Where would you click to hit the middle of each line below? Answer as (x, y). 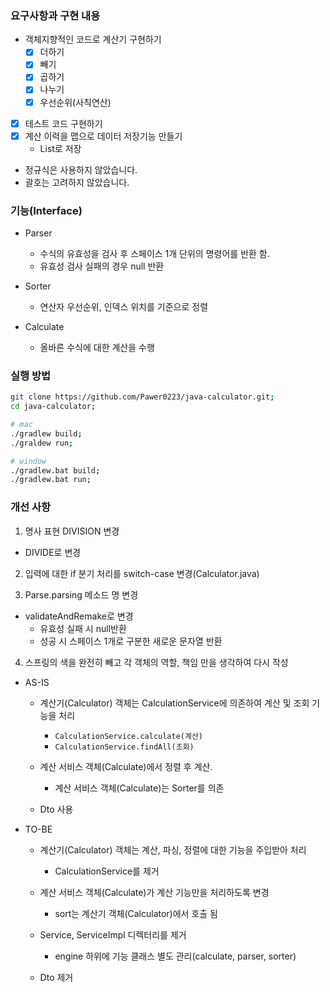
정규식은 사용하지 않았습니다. (81, 169)
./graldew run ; (42, 443)
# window (28, 461)
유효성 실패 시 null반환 (83, 628)
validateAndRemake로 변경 (79, 616)
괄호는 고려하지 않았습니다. (77, 182)
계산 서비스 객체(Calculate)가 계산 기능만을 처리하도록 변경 (154, 892)
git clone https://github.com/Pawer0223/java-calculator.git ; (142, 397)
